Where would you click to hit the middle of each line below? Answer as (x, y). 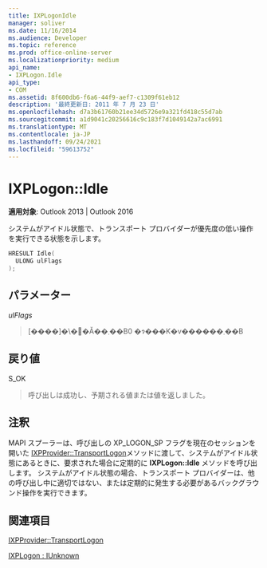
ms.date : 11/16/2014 (43, 30)
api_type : (25, 82)
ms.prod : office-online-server (60, 53)
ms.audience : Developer (48, 38)
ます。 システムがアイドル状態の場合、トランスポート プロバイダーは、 (132, 473)
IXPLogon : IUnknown (44, 556)
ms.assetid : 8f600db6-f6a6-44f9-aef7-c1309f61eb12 (94, 97)
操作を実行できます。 (57, 493)
